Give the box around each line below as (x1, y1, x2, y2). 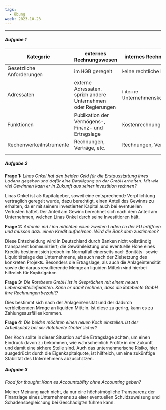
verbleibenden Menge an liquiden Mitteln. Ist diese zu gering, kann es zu (5, 305, 153, 311)
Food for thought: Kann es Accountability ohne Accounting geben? (5, 379, 141, 385)
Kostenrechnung (122, 121, 161, 128)
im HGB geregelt (74, 68, 113, 75)
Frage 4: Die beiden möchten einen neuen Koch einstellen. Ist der (5, 319, 138, 325)
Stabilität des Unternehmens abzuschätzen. (5, 356, 94, 362)
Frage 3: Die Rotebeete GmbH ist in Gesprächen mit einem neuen (5, 279, 138, 285)
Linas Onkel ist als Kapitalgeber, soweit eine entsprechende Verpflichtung (5, 193, 155, 199)
